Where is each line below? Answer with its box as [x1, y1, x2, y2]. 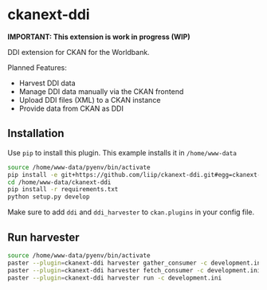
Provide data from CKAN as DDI [18, 104, 124, 113]
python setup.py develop [7, 193, 90, 201]
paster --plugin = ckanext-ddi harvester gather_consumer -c [7, 259, 208, 267]
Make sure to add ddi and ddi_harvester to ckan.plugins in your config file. [7, 207, 255, 217]
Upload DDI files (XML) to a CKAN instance [18, 95, 161, 104]
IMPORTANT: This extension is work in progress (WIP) [7, 32, 190, 41]
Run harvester [7, 230, 80, 244]
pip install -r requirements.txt [7, 186, 119, 194]
